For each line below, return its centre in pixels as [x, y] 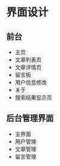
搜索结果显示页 [33, 97]
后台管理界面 [30, 118]
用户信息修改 [31, 82]
